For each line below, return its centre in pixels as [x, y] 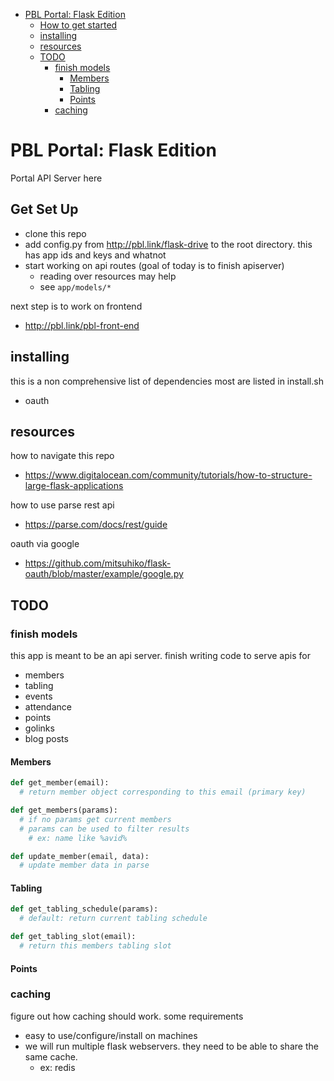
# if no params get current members [95, 819]
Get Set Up [44, 209]
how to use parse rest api [62, 505]
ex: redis [57, 1067]
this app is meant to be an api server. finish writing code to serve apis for [160, 656]
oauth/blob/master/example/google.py [104, 574]
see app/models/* [75, 286]
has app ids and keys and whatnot [95, 255]
